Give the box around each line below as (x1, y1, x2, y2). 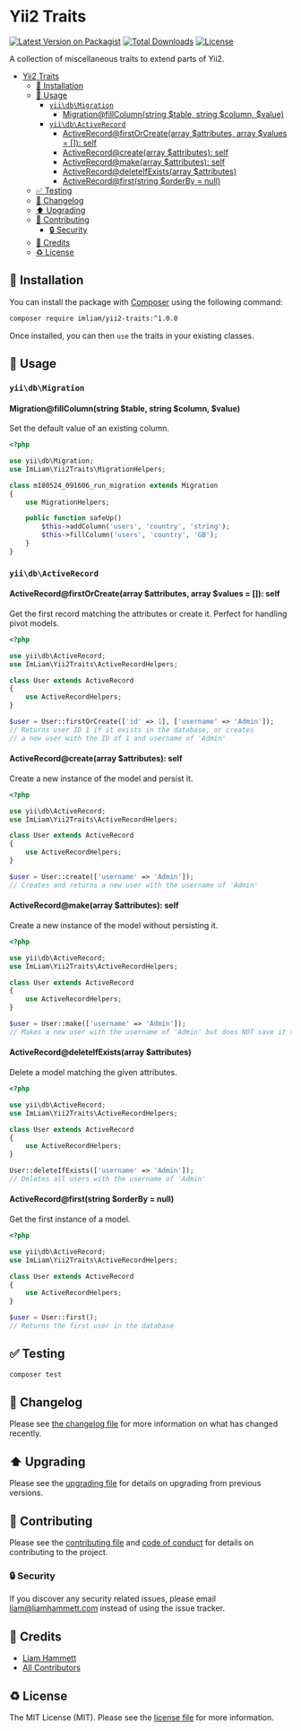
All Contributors (21, 1662, 81, 1674)
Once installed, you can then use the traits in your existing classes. (9, 330, 254, 341)
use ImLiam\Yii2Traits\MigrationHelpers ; (9, 465, 167, 474)
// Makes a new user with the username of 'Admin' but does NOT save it (9, 1027, 287, 1037)
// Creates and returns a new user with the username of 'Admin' (9, 881, 258, 890)
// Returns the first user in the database (9, 1321, 175, 1331)
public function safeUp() (25, 514, 123, 523)
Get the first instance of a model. (9, 1213, 131, 1225)
